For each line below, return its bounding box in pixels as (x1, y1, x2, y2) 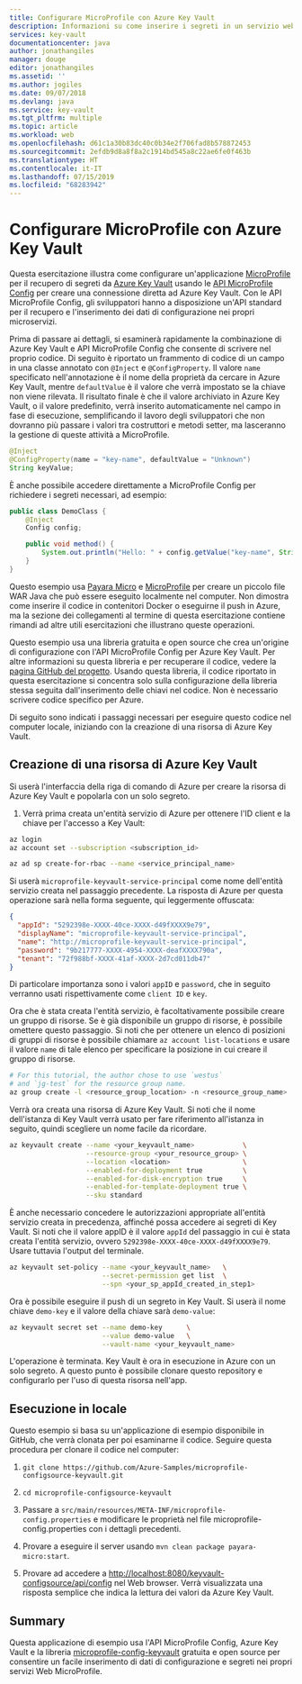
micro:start (22, 1553, 67, 1562)
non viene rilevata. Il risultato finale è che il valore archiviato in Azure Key (9, 391, 280, 402)
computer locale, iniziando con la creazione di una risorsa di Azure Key (9, 721, 272, 732)
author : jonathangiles (9, 47, 94, 56)
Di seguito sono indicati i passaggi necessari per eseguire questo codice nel (9, 711, 292, 722)
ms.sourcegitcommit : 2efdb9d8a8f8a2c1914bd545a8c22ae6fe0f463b (9, 147, 252, 156)
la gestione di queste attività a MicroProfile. (9, 430, 170, 440)
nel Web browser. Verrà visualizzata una (113, 1578, 263, 1589)
